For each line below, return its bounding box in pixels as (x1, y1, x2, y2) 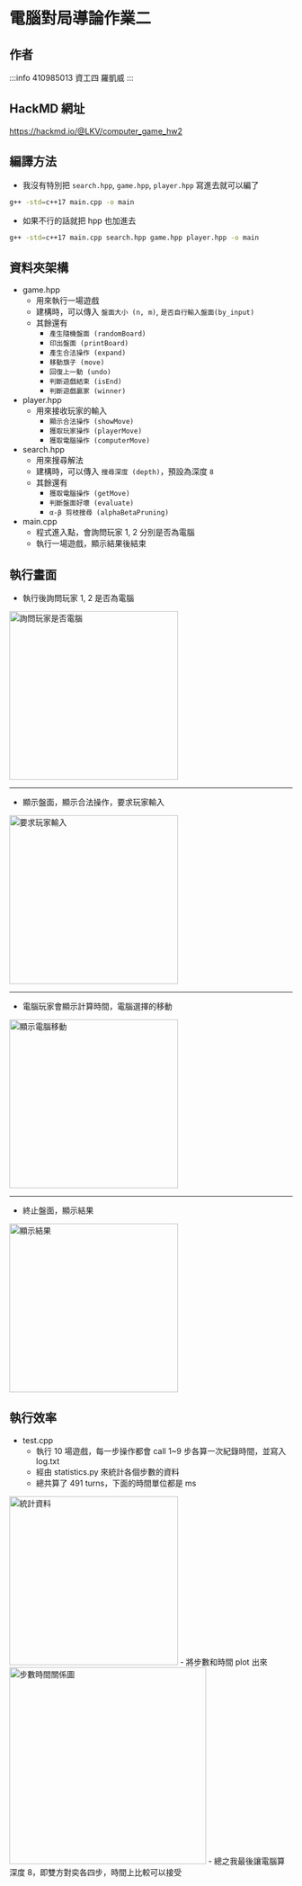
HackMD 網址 (9, 101, 85, 117)
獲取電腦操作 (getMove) (49, 489, 130, 498)
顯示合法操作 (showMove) (49, 418, 135, 427)
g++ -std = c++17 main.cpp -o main (9, 197, 135, 207)
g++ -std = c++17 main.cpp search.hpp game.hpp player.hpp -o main (9, 233, 259, 242)
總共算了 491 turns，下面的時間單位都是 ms (35, 1477, 197, 1488)
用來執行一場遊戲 (35, 295, 100, 306)
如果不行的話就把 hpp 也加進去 (22, 215, 137, 226)
